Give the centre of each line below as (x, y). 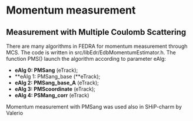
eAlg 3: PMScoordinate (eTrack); (55, 89)
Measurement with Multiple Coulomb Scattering (96, 32)
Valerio (15, 113)
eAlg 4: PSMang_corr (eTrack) (52, 95)
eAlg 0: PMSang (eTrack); (46, 70)
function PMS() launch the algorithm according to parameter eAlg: (86, 59)
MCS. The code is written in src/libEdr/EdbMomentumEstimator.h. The (91, 53)
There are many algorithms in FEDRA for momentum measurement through (97, 46)
